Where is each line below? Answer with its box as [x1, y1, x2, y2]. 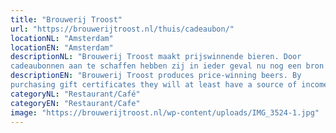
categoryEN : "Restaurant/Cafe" [10, 98, 141, 108]
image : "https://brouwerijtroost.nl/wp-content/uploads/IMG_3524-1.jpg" [10, 107, 320, 118]
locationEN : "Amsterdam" [10, 42, 114, 53]
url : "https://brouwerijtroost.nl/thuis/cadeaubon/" [10, 24, 235, 34]
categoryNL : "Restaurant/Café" [10, 89, 141, 99]
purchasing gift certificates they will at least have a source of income [10, 80, 329, 90]
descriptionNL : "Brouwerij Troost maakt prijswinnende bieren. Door [10, 52, 302, 62]
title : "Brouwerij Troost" [10, 14, 123, 25]
